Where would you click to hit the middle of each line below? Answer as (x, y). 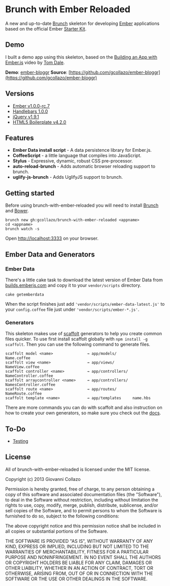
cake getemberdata (25, 295)
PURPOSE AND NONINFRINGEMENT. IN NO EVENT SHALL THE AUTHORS (83, 557)
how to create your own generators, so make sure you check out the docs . (83, 413)
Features (20, 138)
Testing (21, 441)
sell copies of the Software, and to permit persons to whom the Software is (84, 510)
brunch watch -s (22, 229)
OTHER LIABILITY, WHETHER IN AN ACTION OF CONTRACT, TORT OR (79, 568)
